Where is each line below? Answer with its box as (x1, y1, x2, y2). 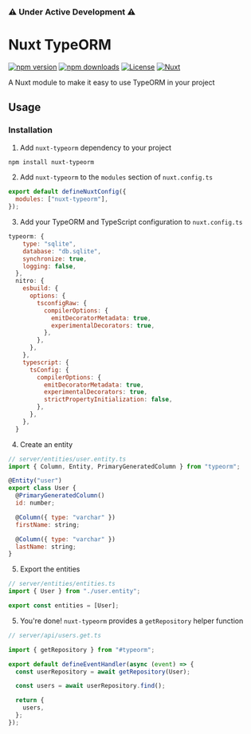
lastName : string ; (15, 543, 77, 551)
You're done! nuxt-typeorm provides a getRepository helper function (19, 616, 244, 626)
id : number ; (15, 499, 56, 508)
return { (15, 697, 45, 705)
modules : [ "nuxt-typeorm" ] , (15, 195, 109, 203)
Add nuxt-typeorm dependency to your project (19, 143, 172, 152)
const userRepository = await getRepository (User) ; (15, 668, 191, 676)
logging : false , (22, 262, 77, 270)
